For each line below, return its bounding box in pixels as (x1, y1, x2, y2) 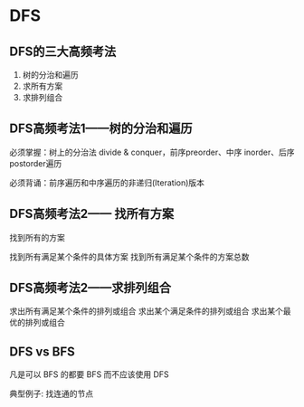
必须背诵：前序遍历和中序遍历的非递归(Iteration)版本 (9, 177, 205, 188)
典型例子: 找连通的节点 (9, 388, 93, 399)
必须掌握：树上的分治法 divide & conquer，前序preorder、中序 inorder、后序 (9, 147, 295, 157)
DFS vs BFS (9, 344, 75, 359)
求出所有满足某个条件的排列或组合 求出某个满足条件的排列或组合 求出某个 (9, 306, 283, 317)
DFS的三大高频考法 (9, 43, 117, 59)
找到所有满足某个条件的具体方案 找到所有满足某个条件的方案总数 (9, 251, 250, 262)
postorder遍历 (9, 157, 62, 168)
